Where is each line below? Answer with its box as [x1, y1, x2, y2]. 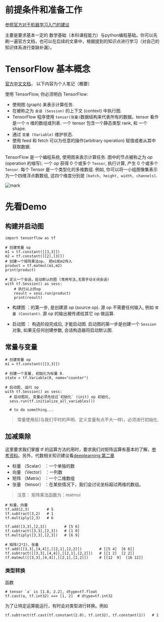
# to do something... [9, 407, 54, 412]
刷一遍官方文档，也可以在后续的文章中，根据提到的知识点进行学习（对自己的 [5, 38, 160, 44]
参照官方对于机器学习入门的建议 [5, 22, 70, 28]
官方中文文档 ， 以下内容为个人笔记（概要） [5, 81, 92, 87]
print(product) [5, 267, 36, 272]
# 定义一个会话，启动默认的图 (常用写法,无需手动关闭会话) [5, 277, 110, 282]
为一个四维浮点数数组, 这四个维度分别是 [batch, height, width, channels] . [5, 173, 158, 178]
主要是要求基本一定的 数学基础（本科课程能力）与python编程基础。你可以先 [5, 32, 158, 38]
